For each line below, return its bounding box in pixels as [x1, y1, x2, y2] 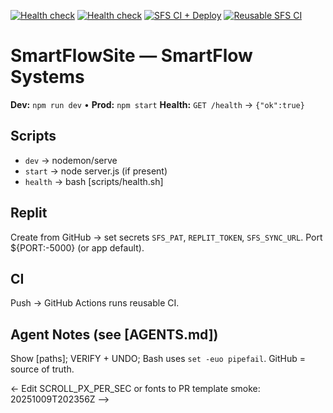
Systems [10, 66, 85, 89]
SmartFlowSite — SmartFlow [10, 45, 253, 67]
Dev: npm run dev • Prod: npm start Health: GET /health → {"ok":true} [10, 98, 305, 110]
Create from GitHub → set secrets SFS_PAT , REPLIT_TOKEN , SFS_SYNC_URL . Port [10, 231, 323, 243]
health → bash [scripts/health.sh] [24, 175, 164, 187]
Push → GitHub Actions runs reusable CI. [10, 297, 180, 309]
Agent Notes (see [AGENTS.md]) [10, 326, 219, 343]
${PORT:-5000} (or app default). [10, 241, 145, 254]
